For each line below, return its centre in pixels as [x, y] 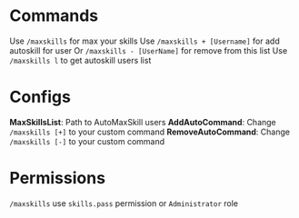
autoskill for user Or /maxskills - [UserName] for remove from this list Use [149, 50]
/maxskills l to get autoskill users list [80, 60]
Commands [54, 16]
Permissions [58, 178]
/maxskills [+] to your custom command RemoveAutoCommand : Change [150, 132]
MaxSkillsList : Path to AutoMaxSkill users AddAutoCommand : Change [143, 122]
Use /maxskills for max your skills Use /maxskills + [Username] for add [145, 41]
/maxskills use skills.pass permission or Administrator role [124, 203]
